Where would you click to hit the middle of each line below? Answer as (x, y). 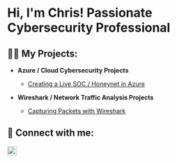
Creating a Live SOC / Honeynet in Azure (86, 84)
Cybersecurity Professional (89, 28)
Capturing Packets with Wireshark (77, 111)
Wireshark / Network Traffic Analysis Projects (85, 97)
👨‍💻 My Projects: (43, 54)
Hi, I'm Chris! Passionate (80, 13)
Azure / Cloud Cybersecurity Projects (73, 70)
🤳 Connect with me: (51, 133)
